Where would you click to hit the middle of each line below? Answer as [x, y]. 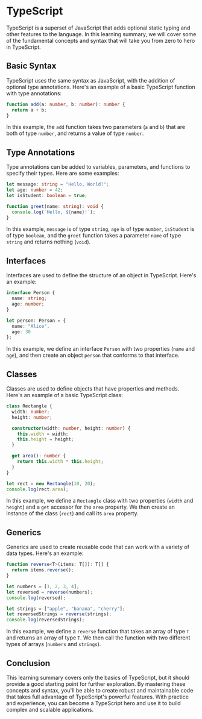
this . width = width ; [43, 434]
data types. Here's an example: [45, 553]
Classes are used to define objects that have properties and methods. [93, 389]
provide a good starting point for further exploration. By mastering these [96, 684]
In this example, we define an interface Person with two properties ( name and [100, 349]
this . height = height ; [46, 439]
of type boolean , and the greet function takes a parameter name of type [94, 236]
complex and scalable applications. [50, 709]
